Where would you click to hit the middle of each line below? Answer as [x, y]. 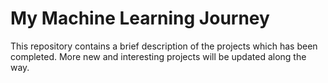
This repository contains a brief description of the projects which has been [164, 46]
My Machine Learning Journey [140, 18]
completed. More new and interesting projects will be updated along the [158, 56]
